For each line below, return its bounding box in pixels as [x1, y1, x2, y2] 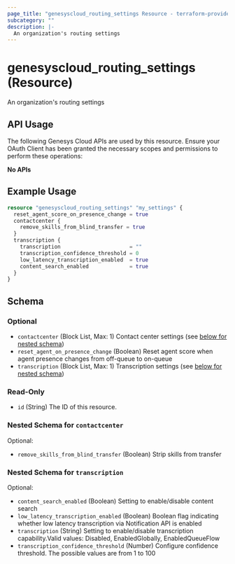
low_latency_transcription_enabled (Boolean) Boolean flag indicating [17, 511, 219, 520]
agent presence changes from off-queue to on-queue [17, 355, 173, 363]
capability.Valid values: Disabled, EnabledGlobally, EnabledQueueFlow [17, 534, 220, 542]
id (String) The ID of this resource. [17, 403, 117, 411]
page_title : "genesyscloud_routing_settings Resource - [7, 10, 173, 18]
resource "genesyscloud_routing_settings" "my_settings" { [7, 204, 183, 211]
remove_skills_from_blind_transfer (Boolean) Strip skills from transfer [17, 450, 222, 458]
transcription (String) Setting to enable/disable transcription [17, 526, 194, 535]
